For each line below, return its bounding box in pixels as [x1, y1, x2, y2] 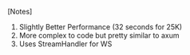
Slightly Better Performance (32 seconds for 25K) [18, 22, 183, 31]
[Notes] [7, 7, 33, 16]
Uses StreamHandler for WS [18, 39, 113, 49]
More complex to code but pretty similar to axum [18, 31, 180, 40]
